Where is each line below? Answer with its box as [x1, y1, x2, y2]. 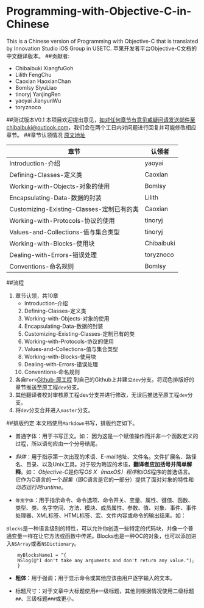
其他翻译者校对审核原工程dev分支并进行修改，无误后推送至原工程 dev [15, 391, 188, 398]
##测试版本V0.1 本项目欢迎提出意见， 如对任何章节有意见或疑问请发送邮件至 [6, 116, 196, 123]
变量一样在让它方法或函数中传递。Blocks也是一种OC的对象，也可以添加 [11, 532, 191, 540]
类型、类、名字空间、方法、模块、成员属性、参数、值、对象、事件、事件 [15, 504, 197, 511]
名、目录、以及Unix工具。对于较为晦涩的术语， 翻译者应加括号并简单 [15, 460, 187, 468]
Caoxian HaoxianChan [15, 78, 71, 85]
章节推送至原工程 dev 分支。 [15, 383, 83, 391]
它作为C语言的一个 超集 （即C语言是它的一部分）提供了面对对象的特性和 [15, 476, 194, 483]
